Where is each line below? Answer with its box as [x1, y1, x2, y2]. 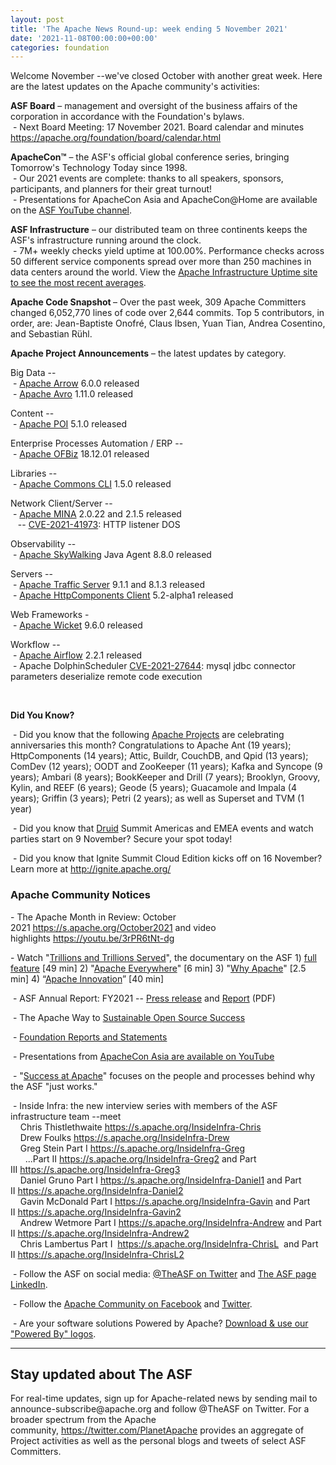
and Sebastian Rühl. [10, 328, 93, 340]
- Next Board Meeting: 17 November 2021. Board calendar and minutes [12, 121, 305, 133]
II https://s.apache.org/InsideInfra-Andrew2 [10, 1227, 190, 1239]
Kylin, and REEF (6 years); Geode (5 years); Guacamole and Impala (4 [10, 782, 297, 794]
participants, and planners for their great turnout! [10, 183, 213, 195]
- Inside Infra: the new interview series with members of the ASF [12, 1099, 278, 1111]
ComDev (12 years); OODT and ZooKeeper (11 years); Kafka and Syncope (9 [10, 761, 323, 773]
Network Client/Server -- [10, 497, 113, 510]
